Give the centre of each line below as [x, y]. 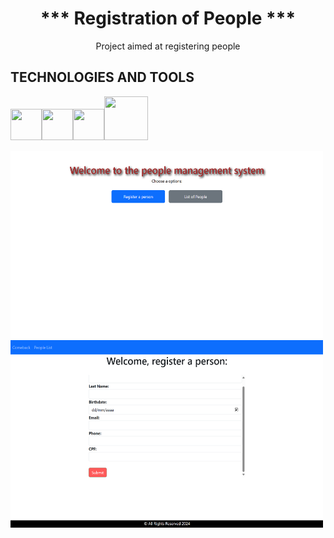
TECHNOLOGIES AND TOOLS [102, 77]
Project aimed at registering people [168, 46]
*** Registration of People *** [168, 18]
